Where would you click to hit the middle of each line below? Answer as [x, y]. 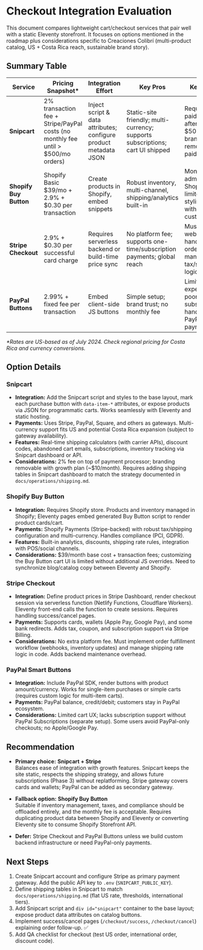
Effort [104, 91]
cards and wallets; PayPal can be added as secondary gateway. [94, 787]
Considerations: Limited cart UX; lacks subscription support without [100, 715]
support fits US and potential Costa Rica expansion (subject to [116, 430]
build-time [103, 256]
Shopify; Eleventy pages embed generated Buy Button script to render [102, 516]
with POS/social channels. [47, 548]
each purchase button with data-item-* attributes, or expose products [102, 404]
